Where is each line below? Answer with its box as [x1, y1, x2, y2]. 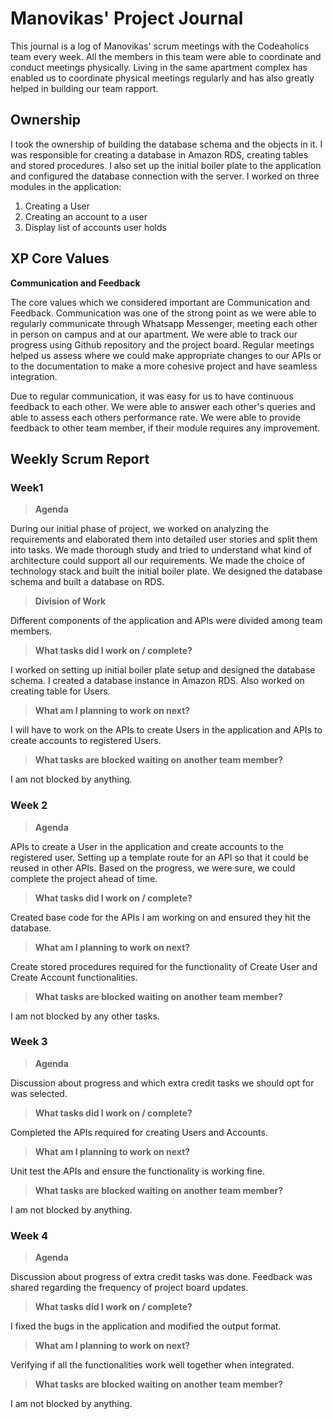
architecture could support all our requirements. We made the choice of [10, 555, 306, 567]
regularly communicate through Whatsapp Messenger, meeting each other [10, 317, 318, 329]
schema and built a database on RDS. [10, 576, 165, 588]
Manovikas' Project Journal [10, 7, 244, 30]
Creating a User [24, 200, 91, 212]
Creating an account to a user [24, 210, 148, 222]
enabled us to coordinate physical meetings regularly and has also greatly [10, 72, 315, 84]
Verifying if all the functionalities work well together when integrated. [10, 1359, 295, 1371]
